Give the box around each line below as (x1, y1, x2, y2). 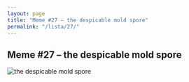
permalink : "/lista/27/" (7, 23, 80, 30)
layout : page (7, 10, 45, 17)
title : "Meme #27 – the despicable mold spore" (7, 17, 149, 24)
